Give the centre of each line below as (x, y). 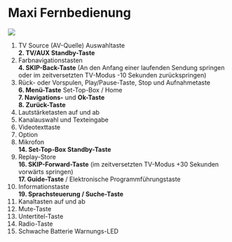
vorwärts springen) (46, 171)
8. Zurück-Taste (42, 105)
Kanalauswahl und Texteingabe (63, 120)
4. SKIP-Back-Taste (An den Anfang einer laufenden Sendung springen (121, 67)
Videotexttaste (39, 127)
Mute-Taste (35, 208)
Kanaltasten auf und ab (52, 201)
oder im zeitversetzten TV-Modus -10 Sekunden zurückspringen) (112, 75)
